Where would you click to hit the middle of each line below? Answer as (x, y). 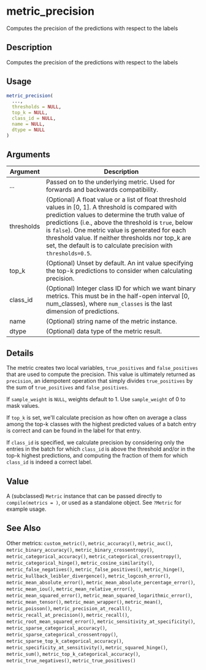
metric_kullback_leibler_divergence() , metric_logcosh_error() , (88, 575)
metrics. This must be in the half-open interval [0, (118, 296)
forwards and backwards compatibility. (102, 190)
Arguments (29, 154)
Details (20, 353)
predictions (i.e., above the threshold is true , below (119, 223)
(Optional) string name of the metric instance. (112, 322)
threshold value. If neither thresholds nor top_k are (118, 238)
